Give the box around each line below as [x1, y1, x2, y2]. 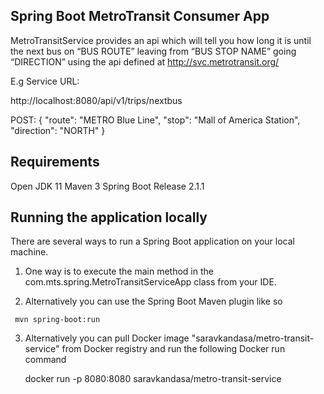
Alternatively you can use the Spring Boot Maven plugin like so [24, 295, 283, 308]
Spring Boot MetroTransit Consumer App [10, 8, 270, 25]
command [24, 354, 67, 366]
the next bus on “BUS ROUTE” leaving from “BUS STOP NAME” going [10, 45, 297, 57]
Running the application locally [10, 209, 208, 226]
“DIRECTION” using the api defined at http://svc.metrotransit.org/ [10, 55, 280, 68]
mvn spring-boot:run [14, 315, 101, 325]
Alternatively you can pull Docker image [24, 332, 190, 344]
